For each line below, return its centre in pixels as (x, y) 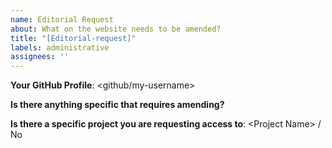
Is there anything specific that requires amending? (117, 105)
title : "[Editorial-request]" (73, 38)
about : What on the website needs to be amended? (116, 29)
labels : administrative (60, 47)
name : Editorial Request (62, 19)
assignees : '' (40, 57)
